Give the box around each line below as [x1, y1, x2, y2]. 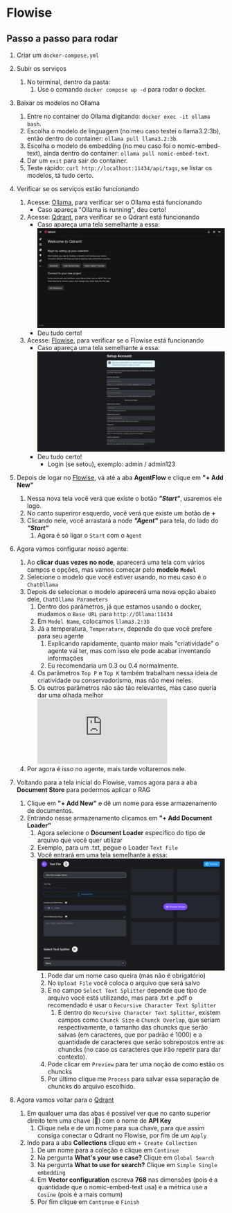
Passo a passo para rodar [6, 33, 118, 44]
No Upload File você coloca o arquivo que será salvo [47, 978, 200, 987]
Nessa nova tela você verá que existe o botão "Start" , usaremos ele [26, 494, 222, 502]
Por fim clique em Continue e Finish [37, 1197, 140, 1206]
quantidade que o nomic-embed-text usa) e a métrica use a [37, 1182, 208, 1191]
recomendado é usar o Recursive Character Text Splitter [47, 1000, 217, 1009]
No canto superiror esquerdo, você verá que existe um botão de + [26, 509, 216, 517]
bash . [26, 119, 42, 128]
